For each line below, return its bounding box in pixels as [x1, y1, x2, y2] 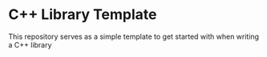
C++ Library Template [8, 6, 157, 24]
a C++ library [8, 40, 52, 49]
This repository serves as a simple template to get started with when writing [8, 32, 259, 41]
